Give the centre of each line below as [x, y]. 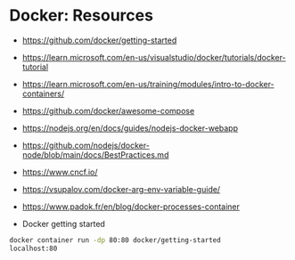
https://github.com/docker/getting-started [99, 40]
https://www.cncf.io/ [60, 172]
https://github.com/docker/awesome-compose [108, 110]
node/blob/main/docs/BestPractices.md [95, 154]
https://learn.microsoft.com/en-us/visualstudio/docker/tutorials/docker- [154, 57]
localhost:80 [33, 248]
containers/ [43, 93]
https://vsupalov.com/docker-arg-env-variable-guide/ [121, 189]
